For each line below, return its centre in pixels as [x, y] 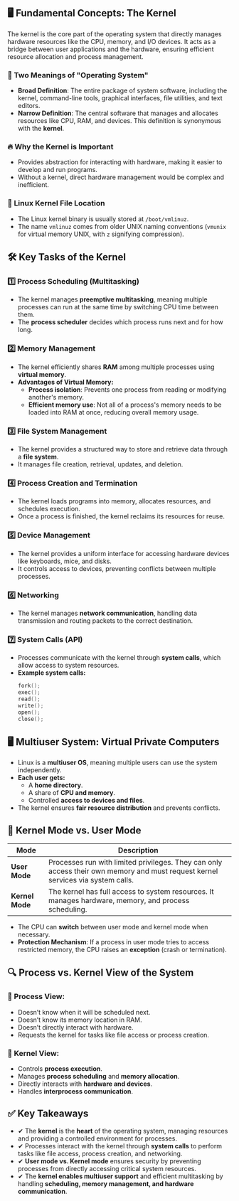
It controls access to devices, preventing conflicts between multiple [117, 568]
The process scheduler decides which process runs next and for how [121, 322]
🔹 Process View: [36, 997]
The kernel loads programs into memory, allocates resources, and [114, 501]
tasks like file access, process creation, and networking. [100, 1153]
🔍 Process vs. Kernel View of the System [101, 973]
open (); [29, 712]
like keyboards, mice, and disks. [65, 561]
